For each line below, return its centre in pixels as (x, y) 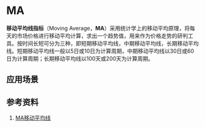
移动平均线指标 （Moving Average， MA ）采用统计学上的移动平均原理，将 (98, 28)
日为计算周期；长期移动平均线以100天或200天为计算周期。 (80, 58)
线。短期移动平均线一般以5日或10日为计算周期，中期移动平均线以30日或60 (100, 51)
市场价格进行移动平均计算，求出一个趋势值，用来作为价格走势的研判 (102, 36)
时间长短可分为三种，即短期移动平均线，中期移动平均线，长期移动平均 (110, 43)
